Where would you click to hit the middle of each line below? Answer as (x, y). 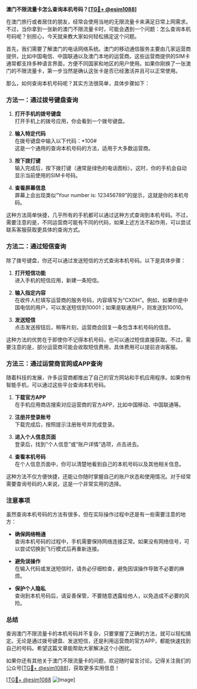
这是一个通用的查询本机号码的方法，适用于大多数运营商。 (84, 148)
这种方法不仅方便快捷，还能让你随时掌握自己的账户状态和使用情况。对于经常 (98, 476)
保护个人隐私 (30, 589)
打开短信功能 (30, 273)
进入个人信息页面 (35, 437)
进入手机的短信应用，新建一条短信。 (58, 280)
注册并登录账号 (33, 417)
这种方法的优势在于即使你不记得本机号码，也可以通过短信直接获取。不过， (96, 339)
